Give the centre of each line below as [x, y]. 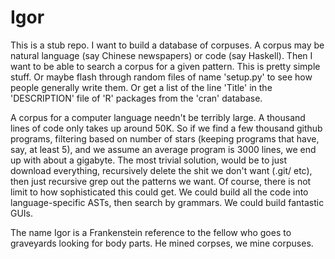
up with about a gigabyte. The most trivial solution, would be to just [148, 160]
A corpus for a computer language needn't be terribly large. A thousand [158, 117]
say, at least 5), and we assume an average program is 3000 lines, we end [163, 149]
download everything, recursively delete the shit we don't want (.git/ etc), [161, 170]
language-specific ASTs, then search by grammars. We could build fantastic [167, 202]
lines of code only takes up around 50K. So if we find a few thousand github [166, 128]
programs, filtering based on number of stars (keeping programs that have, [165, 138]
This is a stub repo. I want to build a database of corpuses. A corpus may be [167, 45]
